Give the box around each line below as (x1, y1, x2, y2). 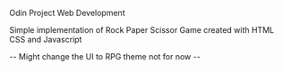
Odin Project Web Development (9, 8, 125, 18)
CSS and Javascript (9, 35, 82, 44)
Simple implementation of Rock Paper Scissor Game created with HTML (9, 25, 275, 35)
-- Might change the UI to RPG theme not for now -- (9, 51, 202, 61)
